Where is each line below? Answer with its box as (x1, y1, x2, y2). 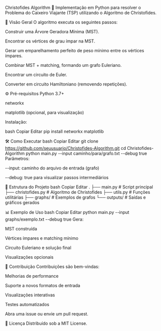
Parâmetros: (5, 156, 30, 161)
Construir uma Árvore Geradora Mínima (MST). (5, 29, 100, 34)
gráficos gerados (5, 200, 40, 205)
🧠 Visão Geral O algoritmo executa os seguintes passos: (5, 20, 118, 25)
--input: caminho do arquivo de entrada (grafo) (5, 165, 100, 171)
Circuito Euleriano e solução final (5, 245, 72, 250)
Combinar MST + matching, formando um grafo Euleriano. (5, 62, 122, 68)
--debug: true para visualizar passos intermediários (5, 175, 109, 180)
